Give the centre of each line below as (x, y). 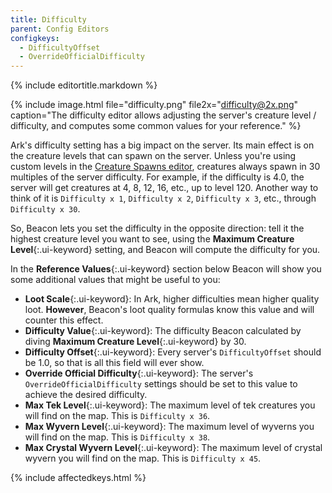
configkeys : (35, 38)
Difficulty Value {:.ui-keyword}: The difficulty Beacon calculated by (163, 331)
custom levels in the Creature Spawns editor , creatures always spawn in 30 (165, 167)
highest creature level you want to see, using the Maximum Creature (152, 239)
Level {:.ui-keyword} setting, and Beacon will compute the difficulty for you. (165, 250)
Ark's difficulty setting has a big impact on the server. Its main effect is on (162, 145)
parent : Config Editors (60, 29)
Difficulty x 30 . (45, 209)
